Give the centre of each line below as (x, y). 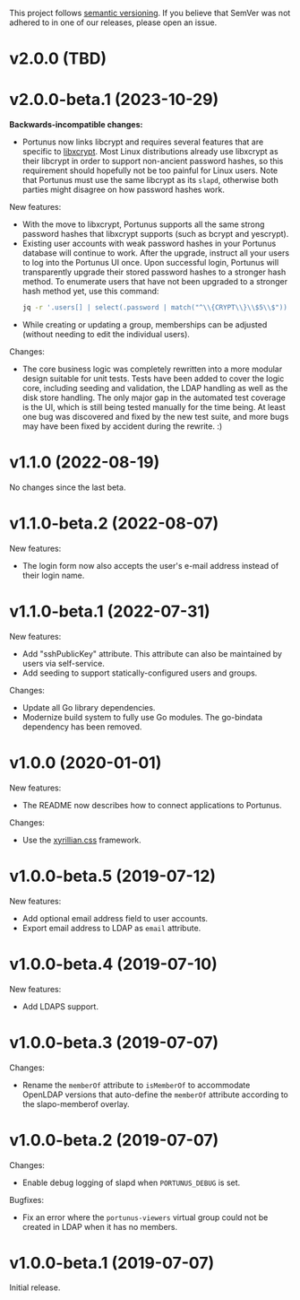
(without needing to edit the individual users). (106, 334)
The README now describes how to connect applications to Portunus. (152, 805)
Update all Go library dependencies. (89, 707)
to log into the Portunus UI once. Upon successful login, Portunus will (150, 263)
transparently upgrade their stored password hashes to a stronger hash (154, 272)
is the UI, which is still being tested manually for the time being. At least (154, 407)
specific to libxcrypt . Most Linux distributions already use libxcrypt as (150, 152)
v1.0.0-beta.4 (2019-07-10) (113, 964)
